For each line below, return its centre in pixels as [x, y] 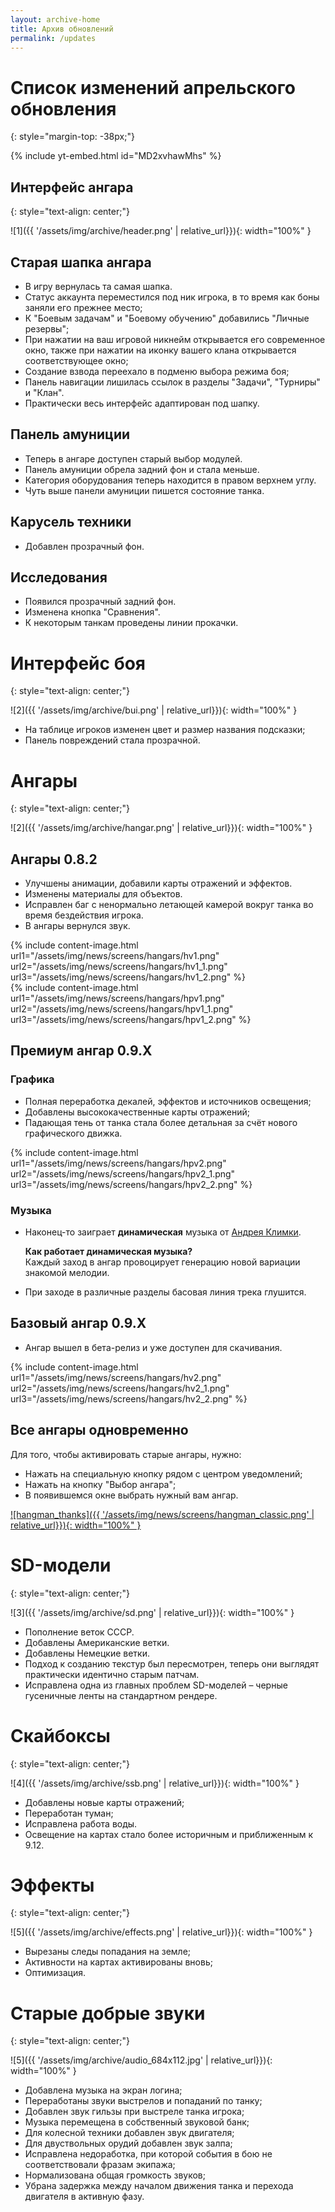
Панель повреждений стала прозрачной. [112, 740]
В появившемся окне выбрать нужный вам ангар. [131, 1495]
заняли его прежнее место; [83, 307]
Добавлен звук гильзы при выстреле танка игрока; [134, 2112]
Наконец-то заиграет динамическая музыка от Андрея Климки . [163, 1232]
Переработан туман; [69, 1813]
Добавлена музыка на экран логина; [103, 2090]
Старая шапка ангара [81, 262]
